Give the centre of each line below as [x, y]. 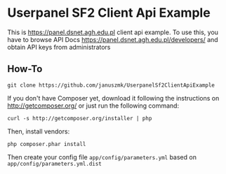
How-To [25, 69]
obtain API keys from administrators [59, 47]
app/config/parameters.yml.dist [54, 164]
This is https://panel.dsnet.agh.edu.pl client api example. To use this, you [113, 32]
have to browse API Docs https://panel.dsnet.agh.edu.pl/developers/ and [113, 39]
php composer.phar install [47, 144]
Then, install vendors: [39, 131]
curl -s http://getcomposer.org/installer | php [80, 118]
